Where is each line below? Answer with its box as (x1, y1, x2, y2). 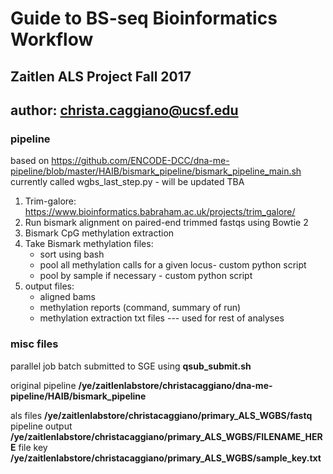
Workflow (10, 28, 94, 51)
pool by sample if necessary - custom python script (39, 270, 253, 282)
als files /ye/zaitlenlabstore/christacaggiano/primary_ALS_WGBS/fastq (10, 409, 313, 421)
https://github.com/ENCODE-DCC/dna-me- (51, 155, 230, 167)
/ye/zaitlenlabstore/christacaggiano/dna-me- (78, 379, 273, 391)
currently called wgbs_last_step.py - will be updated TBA (10, 176, 245, 188)
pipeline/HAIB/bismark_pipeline (10, 390, 147, 402)
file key (18, 441, 48, 453)
